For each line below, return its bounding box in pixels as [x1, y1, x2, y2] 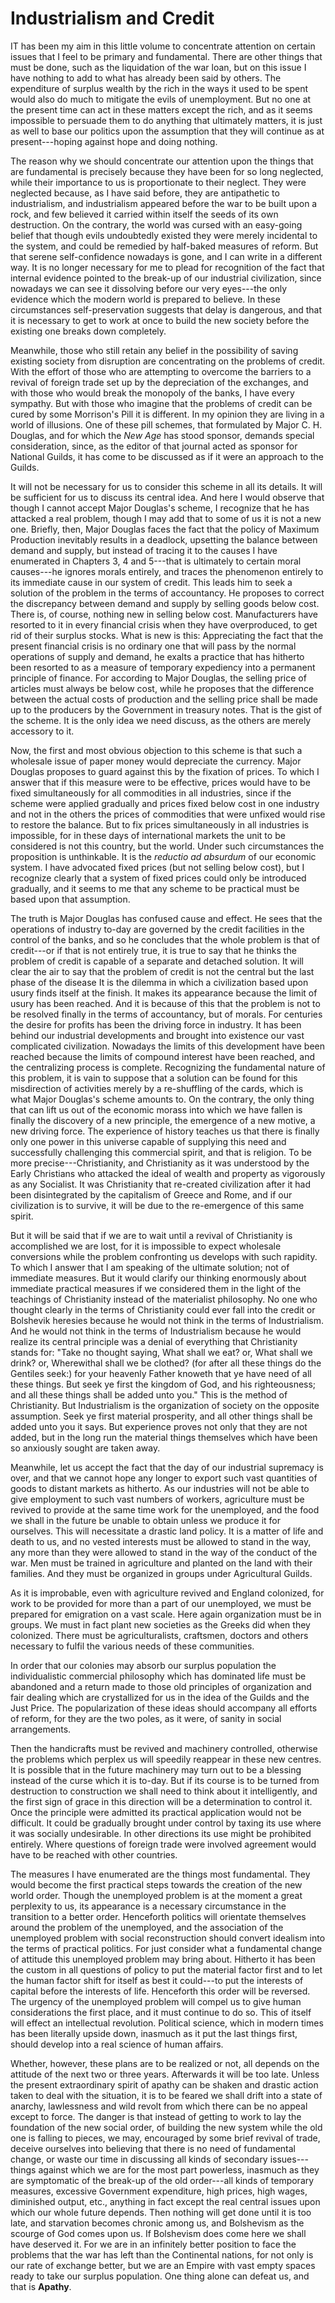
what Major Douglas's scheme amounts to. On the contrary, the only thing [10, 1093, 315, 1105]
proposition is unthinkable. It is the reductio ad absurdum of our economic [10, 850, 317, 862]
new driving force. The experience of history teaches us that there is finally [10, 1125, 320, 1137]
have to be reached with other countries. [10, 1848, 178, 1861]
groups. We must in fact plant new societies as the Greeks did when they [10, 1618, 311, 1631]
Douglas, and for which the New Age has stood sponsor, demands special [10, 429, 315, 441]
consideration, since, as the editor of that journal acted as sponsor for [10, 440, 298, 452]
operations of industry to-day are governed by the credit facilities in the [10, 923, 305, 935]
